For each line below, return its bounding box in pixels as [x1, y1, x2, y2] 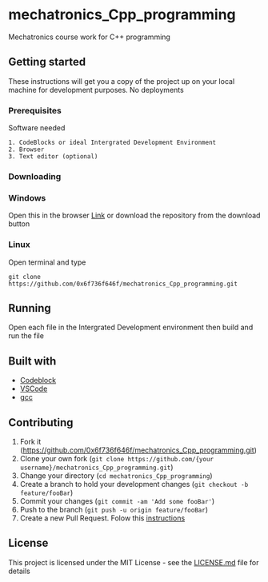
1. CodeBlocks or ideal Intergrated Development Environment [8, 138, 217, 147]
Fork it [19, 437, 42, 446]
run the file [8, 331, 44, 341]
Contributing [8, 416, 74, 429]
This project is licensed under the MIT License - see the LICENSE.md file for [8, 557, 259, 567]
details [8, 566, 30, 576]
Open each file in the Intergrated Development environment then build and [8, 322, 254, 333]
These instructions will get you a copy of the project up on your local [8, 76, 235, 86]
